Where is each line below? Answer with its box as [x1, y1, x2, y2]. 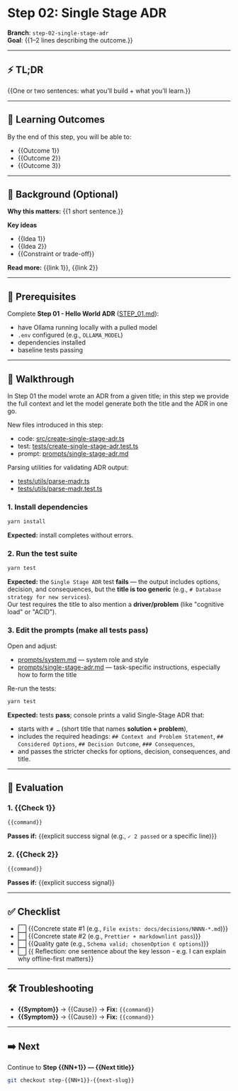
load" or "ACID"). [7, 608, 57, 616]
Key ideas [7, 221, 38, 230]
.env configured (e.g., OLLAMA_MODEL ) [17, 331, 123, 340]
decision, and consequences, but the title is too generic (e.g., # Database [7, 585, 222, 593]
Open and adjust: [7, 642, 58, 650]
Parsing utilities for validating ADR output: [7, 463, 129, 471]
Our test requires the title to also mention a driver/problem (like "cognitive [7, 600, 225, 609]
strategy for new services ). [7, 593, 91, 601]
